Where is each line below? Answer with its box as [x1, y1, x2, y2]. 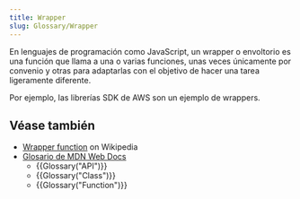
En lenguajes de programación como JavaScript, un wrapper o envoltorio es [9, 46, 292, 56]
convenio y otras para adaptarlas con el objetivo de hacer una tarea [9, 65, 260, 76]
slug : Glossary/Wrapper [9, 22, 99, 30]
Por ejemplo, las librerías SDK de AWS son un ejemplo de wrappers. [9, 91, 260, 103]
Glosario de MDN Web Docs [22, 151, 127, 162]
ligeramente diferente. [9, 74, 92, 85]
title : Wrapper [9, 13, 66, 22]
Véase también [9, 117, 96, 133]
